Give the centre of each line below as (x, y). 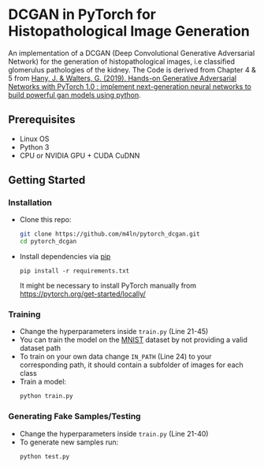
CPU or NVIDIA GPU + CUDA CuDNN (80, 155)
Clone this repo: (45, 220)
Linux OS (34, 139)
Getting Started (47, 180)
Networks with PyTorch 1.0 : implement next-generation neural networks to (130, 86)
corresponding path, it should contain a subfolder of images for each (132, 365)
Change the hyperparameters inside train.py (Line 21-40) (114, 433)
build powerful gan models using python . (75, 95)
